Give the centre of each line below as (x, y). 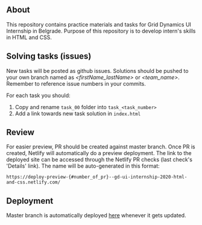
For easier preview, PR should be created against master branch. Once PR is (101, 147)
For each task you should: (38, 95)
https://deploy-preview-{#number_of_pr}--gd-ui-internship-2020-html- (97, 177)
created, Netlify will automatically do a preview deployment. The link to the (99, 153)
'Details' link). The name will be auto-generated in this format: (83, 166)
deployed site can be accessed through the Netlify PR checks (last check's (99, 160)
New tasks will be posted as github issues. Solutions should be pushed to (97, 71)
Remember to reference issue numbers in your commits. (76, 83)
